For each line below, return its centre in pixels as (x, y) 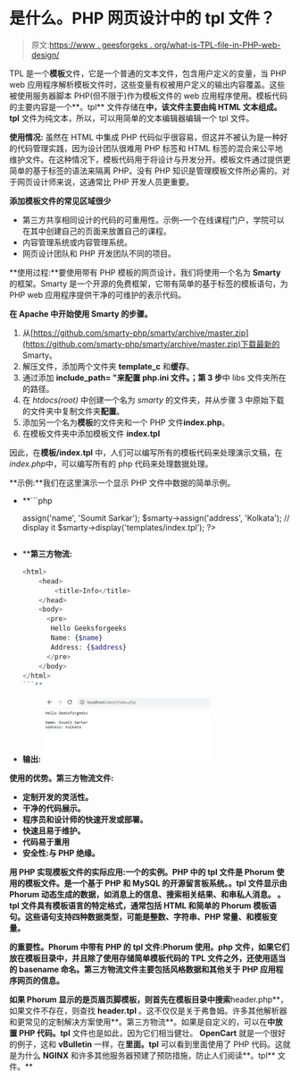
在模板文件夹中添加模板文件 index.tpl (91, 433)
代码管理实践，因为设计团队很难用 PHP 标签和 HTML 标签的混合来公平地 (150, 148)
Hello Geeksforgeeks (88, 629)
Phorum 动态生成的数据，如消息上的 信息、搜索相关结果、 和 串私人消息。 (142, 895)
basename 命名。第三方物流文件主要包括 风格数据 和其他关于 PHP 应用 (148, 969)
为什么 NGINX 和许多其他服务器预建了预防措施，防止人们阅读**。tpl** (146, 1056)
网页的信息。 (40, 981)
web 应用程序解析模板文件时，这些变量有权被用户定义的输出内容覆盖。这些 (147, 84)
